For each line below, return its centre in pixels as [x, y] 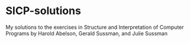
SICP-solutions [43, 11]
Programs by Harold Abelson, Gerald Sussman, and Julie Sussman [87, 33]
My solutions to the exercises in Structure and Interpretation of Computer [95, 27]
